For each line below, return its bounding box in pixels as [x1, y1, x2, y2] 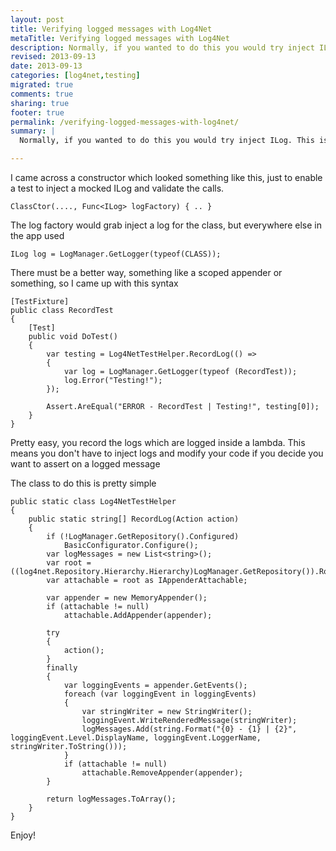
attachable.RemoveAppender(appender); [81, 768, 244, 778]
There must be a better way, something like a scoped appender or [10, 267, 283, 278]
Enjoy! [10, 829, 37, 841]
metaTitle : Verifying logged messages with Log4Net [10, 33, 230, 43]
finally [46, 663, 78, 673]
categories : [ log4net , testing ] [10, 71, 141, 81]
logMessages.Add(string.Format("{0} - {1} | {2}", [81, 724, 298, 734]
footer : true [10, 107, 65, 118]
